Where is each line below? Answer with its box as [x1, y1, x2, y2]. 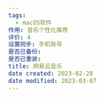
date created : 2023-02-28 [8, 70, 93, 77]
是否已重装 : [8, 56, 42, 63]
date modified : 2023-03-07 [8, 77, 97, 84]
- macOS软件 [15, 19, 53, 27]
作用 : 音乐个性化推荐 [8, 26, 69, 34]
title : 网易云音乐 [8, 63, 63, 70]
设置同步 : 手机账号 [8, 41, 63, 48]
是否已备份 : [8, 48, 42, 56]
